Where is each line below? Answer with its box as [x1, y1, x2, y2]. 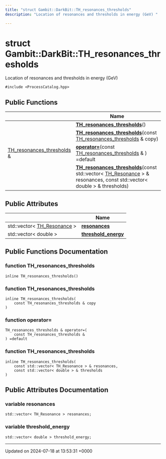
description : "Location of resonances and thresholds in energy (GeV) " [5, 12, 158, 17]
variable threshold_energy [5, 423, 70, 430]
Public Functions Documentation [5, 248, 108, 256]
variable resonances [5, 400, 55, 407]
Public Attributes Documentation [5, 386, 109, 394]
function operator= [5, 316, 52, 323]
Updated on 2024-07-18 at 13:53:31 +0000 [5, 448, 93, 454]
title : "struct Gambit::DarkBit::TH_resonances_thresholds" [5, 7, 132, 12]
